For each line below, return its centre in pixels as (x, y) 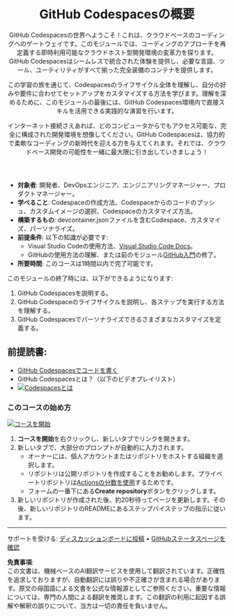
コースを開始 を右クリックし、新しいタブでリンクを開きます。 (105, 439)
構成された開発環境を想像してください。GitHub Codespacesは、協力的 (123, 134)
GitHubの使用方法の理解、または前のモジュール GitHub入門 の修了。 (124, 255)
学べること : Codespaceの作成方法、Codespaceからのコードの (107, 202)
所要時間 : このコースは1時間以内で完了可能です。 (87, 263)
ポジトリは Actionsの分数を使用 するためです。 (112, 483)
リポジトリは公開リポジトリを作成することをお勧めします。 (113, 474)
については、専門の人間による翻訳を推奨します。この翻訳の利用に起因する (114, 597)
